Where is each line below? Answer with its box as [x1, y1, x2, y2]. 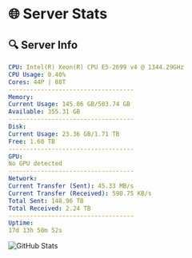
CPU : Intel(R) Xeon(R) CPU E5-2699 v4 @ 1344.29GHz [8, 63, 184, 71]
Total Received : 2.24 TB [8, 204, 91, 212]
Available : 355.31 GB [8, 108, 81, 116]
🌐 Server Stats [8, 5, 108, 23]
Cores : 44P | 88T [8, 77, 66, 86]
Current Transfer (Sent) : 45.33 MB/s [8, 182, 134, 190]
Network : [8, 175, 38, 183]
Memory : [8, 93, 34, 101]
